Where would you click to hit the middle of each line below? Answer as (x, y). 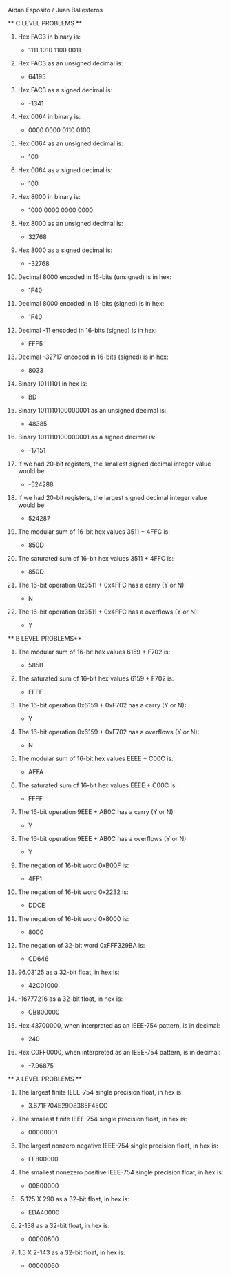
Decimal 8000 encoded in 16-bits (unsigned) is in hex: (94, 277)
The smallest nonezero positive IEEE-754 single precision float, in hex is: (121, 1172)
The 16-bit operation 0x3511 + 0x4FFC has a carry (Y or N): (102, 585)
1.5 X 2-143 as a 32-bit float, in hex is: (72, 1252)
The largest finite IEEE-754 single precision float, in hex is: (100, 1092)
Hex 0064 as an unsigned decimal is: (70, 143)
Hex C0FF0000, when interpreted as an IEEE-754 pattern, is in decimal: (119, 1052)
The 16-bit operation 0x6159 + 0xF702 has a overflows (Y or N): (108, 732)
